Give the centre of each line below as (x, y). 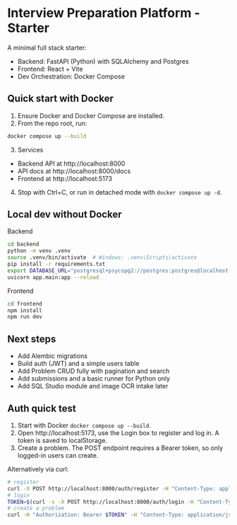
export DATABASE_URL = (39, 270)
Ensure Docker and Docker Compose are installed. (91, 115)
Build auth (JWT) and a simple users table (78, 364)
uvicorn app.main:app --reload (53, 277)
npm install (25, 310)
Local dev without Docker (65, 215)
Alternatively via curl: (38, 469)
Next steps (32, 339)
